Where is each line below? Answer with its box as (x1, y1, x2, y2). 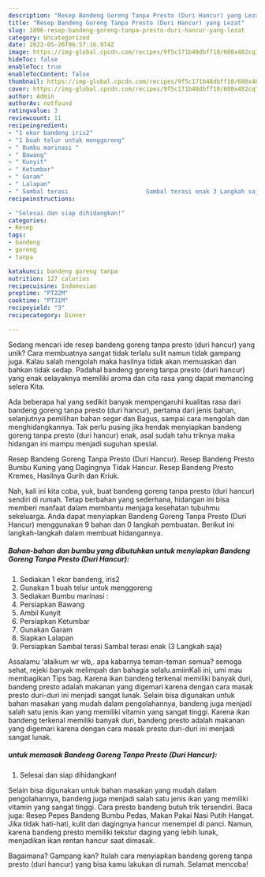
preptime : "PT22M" (8, 289, 69, 297)
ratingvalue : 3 (8, 107, 58, 115)
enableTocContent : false (8, 70, 90, 78)
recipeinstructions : (8, 195, 77, 203)
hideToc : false (8, 56, 58, 64)
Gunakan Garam (19, 625, 73, 634)
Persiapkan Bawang (19, 599, 85, 609)
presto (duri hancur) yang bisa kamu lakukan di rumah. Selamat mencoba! (8, 859, 248, 868)
